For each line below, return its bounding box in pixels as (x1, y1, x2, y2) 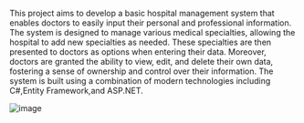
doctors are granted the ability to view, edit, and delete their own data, (9, 56, 274, 67)
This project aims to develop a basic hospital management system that (9, 8, 276, 18)
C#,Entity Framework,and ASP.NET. (9, 86, 143, 96)
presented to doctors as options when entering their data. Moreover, (9, 46, 267, 57)
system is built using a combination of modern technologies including (9, 76, 271, 86)
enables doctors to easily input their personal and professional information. (9, 17, 292, 28)
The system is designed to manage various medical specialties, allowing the (9, 27, 296, 37)
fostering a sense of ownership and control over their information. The (9, 66, 274, 77)
